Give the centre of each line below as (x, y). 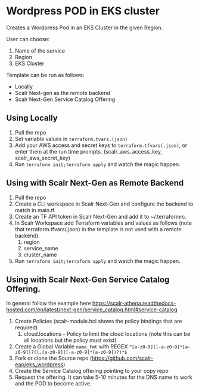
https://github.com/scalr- (122, 358)
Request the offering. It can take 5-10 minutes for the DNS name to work (103, 377)
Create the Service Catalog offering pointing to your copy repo (91, 371)
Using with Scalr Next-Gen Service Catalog (88, 279)
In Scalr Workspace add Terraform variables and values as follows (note (103, 223)
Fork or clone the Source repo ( (53, 358)
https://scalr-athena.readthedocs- (134, 304)
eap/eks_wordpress (39, 365)
